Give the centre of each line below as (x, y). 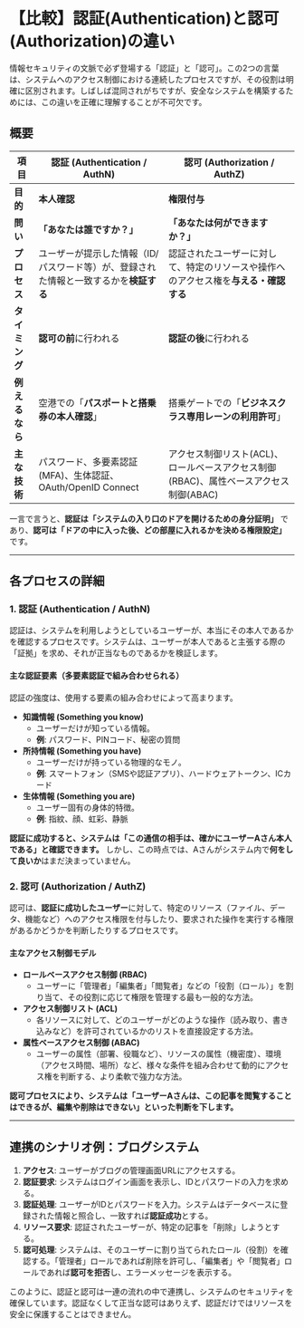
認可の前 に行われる (79, 338)
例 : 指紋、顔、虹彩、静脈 (82, 818)
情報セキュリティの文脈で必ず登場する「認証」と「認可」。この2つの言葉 (144, 68)
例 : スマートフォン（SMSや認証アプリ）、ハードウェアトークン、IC (159, 773)
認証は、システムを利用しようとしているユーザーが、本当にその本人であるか (152, 630)
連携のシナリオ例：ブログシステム (104, 1147)
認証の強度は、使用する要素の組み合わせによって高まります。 (123, 698)
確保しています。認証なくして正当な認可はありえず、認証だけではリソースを (151, 1303)
